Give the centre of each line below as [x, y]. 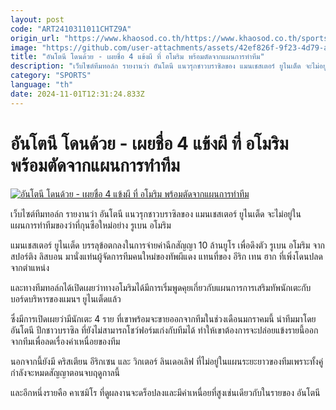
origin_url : [35, 38]
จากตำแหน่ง [30, 267]
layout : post [37, 19]
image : [24, 47]
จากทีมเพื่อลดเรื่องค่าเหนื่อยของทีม [65, 341]
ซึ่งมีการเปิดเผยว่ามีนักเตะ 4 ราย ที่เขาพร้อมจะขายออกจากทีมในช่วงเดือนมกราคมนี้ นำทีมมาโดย [163, 318]
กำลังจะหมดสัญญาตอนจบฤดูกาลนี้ [65, 372]
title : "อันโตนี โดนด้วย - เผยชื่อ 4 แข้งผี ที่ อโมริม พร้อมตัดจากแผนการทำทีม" [137, 57]
